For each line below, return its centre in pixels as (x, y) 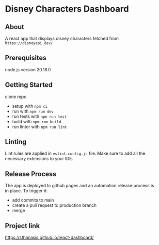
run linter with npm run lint (39, 127)
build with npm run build (37, 121)
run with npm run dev (33, 111)
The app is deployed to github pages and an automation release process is (79, 186)
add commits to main (33, 200)
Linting (16, 142)
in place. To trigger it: (26, 191)
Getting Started (29, 85)
